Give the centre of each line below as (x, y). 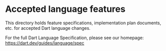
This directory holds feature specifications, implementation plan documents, (83, 23)
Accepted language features (65, 9)
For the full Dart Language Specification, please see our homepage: (75, 38)
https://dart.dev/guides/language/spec (45, 43)
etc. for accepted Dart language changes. (48, 28)
